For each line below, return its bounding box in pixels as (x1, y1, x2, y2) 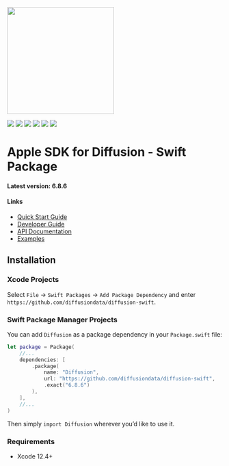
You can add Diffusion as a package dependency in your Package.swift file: (7, 330, 222, 338)
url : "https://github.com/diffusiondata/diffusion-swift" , (43, 376, 215, 383)
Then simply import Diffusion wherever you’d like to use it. (7, 419, 175, 428)
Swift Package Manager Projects (7, 315, 118, 324)
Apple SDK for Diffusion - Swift (7, 144, 187, 160)
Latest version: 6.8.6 (7, 181, 67, 190)
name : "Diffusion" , (43, 369, 99, 376)
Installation (7, 255, 56, 266)
